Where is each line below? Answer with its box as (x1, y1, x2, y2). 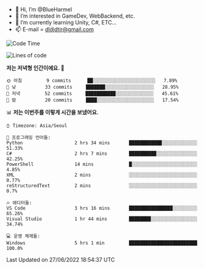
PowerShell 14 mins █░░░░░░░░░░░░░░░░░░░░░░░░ (6, 161, 198, 168)
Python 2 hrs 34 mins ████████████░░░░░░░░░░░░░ (6, 140, 198, 146)
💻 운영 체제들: (6, 233, 41, 239)
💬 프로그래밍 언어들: (6, 134, 51, 141)
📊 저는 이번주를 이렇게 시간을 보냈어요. (6, 109, 99, 116)
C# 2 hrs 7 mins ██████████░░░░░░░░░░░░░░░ (6, 150, 198, 157)
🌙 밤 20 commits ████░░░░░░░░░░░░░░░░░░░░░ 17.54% (6, 97, 179, 103)
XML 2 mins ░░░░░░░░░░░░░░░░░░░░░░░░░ (6, 172, 198, 178)
